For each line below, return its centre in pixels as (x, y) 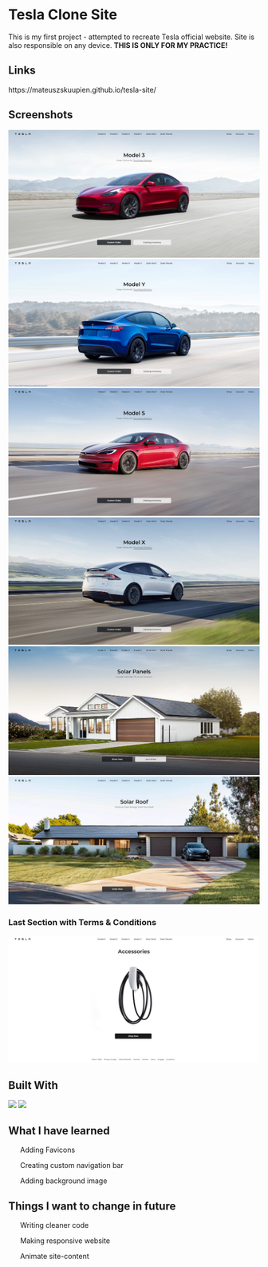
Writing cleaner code (54, 1225)
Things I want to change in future (92, 1206)
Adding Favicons (47, 1150)
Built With (33, 1085)
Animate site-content (54, 1257)
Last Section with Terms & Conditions (83, 922)
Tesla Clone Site (63, 15)
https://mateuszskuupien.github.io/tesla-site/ (83, 89)
